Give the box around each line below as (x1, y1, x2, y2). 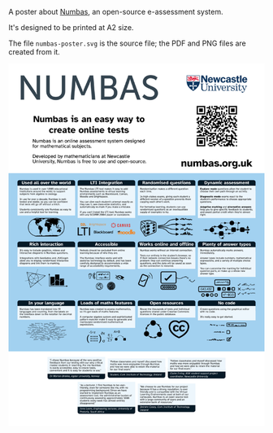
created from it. (8, 47, 61, 56)
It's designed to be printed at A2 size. (8, 23, 134, 32)
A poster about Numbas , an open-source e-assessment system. (8, 7, 223, 16)
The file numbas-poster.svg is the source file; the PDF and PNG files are (8, 38, 246, 48)
